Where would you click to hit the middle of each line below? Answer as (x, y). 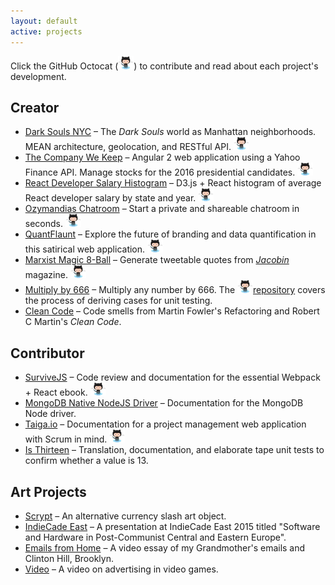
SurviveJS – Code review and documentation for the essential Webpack (172, 377)
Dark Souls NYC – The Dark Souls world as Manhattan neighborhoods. (170, 132)
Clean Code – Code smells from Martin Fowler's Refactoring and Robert (172, 311)
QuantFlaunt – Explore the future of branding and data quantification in (170, 234)
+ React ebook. (56, 392)
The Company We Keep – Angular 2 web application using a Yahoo (162, 157)
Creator (35, 107)
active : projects (46, 31)
